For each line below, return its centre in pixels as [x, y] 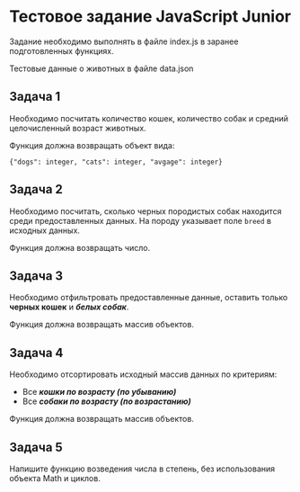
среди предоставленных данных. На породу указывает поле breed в [141, 220]
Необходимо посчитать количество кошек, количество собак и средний [149, 118]
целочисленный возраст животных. [78, 128]
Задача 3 [36, 276]
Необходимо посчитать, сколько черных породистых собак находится [146, 211]
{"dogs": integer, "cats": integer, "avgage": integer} [116, 162]
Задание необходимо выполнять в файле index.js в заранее [124, 41]
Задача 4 [36, 353]
